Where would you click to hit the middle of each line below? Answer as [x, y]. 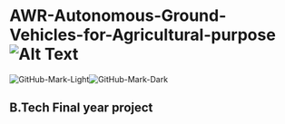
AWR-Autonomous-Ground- [118, 16]
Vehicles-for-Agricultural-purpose [143, 35]
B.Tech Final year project [81, 108]
